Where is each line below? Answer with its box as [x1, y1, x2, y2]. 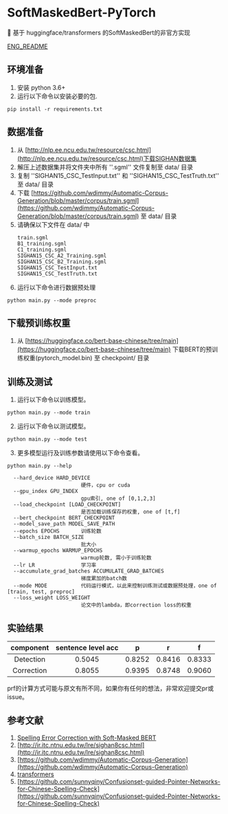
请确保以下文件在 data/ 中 [16, 220, 90, 228]
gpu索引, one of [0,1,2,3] [80, 495, 156, 503]
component [10, 643, 49, 652]
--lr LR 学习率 [13, 562, 97, 569]
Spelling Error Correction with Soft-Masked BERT [16, 734, 157, 742]
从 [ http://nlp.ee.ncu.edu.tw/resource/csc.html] [16, 146, 152, 154]
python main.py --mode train [7, 409, 91, 417]
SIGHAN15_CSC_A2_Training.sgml [16, 252, 107, 259]
